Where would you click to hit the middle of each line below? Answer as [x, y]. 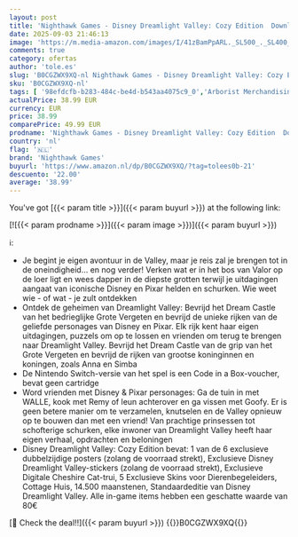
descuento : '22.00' [45, 174]
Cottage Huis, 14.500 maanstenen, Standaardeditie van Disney [136, 487]
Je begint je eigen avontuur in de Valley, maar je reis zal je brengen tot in [155, 261]
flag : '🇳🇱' [31, 149]
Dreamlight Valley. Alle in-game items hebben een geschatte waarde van [155, 496]
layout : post [33, 17]
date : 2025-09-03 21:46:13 [59, 34]
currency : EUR [35, 108]
